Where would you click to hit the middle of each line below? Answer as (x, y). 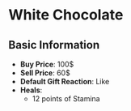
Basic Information (54, 45)
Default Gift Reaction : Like (65, 81)
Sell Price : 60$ (45, 73)
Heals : (31, 90)
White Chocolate (66, 15)
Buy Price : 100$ (47, 64)
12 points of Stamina (66, 98)
